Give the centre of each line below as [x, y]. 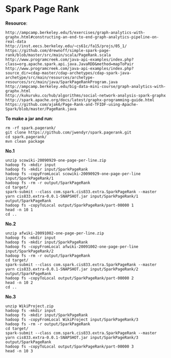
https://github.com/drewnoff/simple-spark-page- [58, 50]
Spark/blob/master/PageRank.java [41, 109]
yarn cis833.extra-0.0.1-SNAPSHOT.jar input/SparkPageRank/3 [72, 337]
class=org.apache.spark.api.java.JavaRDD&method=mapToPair [70, 64]
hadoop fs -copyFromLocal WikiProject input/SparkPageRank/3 [72, 319]
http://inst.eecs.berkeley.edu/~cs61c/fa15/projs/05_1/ [66, 46]
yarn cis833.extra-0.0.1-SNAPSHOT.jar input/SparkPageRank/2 [72, 269]
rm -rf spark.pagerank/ [31, 128]
